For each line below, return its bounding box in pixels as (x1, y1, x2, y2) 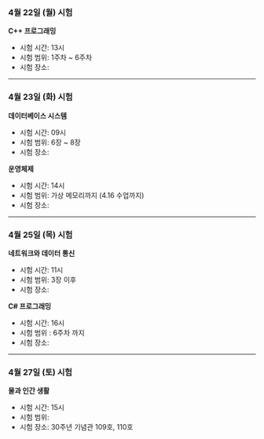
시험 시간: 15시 (19, 403, 65, 412)
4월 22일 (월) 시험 (8, 6, 73, 17)
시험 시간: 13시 (19, 43, 65, 53)
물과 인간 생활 (8, 386, 49, 396)
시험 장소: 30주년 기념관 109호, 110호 (19, 423, 134, 432)
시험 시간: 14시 (19, 181, 65, 190)
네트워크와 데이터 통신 (8, 248, 75, 258)
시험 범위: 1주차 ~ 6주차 (19, 53, 93, 62)
